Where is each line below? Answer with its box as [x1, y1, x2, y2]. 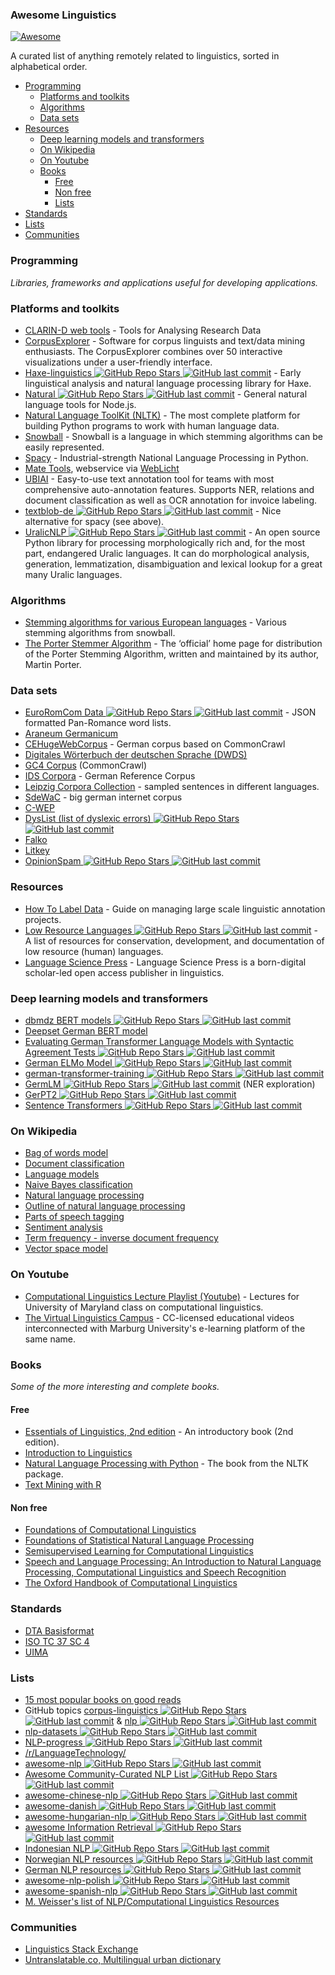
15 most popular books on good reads [24, 1693, 182, 1705]
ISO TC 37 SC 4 [24, 1635, 90, 1647]
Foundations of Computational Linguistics [24, 1524, 197, 1536]
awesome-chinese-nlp [24, 1789, 118, 1801]
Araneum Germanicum [24, 728, 118, 740]
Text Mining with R [24, 1479, 102, 1491]
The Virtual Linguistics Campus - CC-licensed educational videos [24, 1311, 295, 1323]
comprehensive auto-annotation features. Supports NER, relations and [24, 483, 315, 495]
